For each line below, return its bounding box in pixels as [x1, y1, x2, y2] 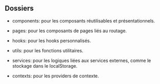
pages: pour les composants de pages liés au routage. [12, 28, 127, 34]
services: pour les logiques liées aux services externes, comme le [12, 57, 151, 64]
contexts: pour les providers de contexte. [12, 73, 99, 79]
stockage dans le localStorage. [12, 62, 78, 69]
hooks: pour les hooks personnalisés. [12, 37, 92, 44]
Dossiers [5, 4, 34, 13]
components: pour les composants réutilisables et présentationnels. [12, 17, 155, 24]
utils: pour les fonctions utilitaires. [12, 47, 84, 53]
